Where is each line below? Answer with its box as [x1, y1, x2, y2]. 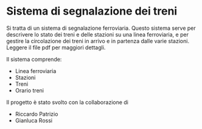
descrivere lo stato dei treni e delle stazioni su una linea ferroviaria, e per [6, 30, 189, 38]
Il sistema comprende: [6, 55, 62, 63]
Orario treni [15, 86, 44, 94]
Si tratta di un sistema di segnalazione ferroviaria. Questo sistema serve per [6, 24, 196, 32]
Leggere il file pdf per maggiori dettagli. [6, 44, 106, 51]
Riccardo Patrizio [15, 110, 58, 117]
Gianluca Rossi [15, 117, 53, 124]
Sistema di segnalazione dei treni [6, 4, 178, 18]
